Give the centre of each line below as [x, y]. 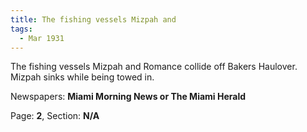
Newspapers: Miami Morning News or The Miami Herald [128, 97]
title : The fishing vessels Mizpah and [93, 19]
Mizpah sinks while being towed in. [82, 77]
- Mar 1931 [42, 38]
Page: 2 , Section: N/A [55, 116]
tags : [21, 29]
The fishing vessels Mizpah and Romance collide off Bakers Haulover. [154, 67]
